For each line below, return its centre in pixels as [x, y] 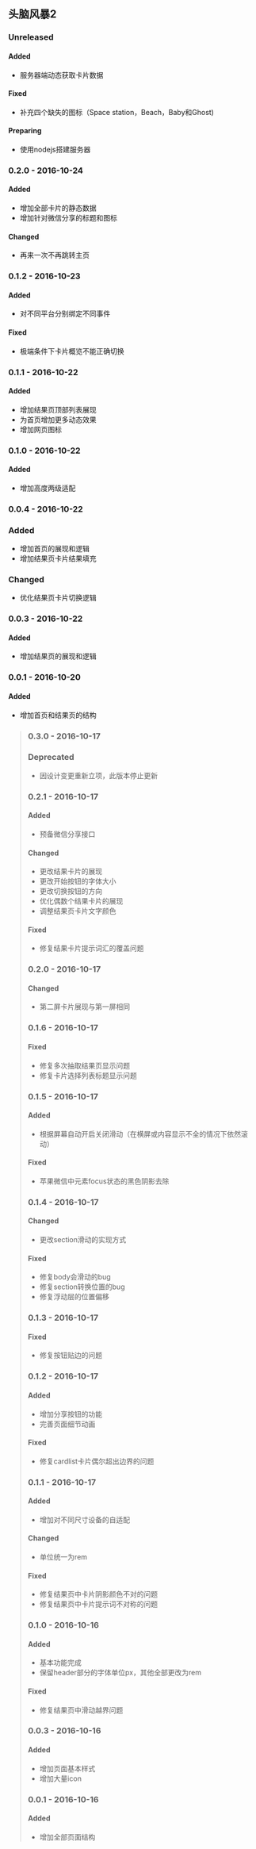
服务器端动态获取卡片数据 [61, 75]
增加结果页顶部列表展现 [58, 409]
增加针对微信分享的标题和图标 [68, 218]
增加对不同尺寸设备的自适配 [85, 1519]
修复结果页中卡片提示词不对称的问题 [99, 1604]
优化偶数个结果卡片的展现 [81, 901]
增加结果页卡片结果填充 [58, 558]
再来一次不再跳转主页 [54, 255]
